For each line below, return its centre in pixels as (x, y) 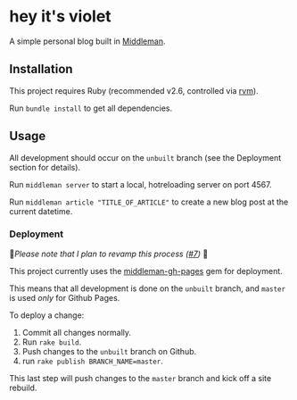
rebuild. (23, 387)
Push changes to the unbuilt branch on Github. (109, 351)
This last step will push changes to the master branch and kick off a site (140, 378)
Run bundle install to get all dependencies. (91, 108)
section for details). (45, 167)
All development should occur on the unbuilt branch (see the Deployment (145, 157)
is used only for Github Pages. (65, 297)
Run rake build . (52, 342)
